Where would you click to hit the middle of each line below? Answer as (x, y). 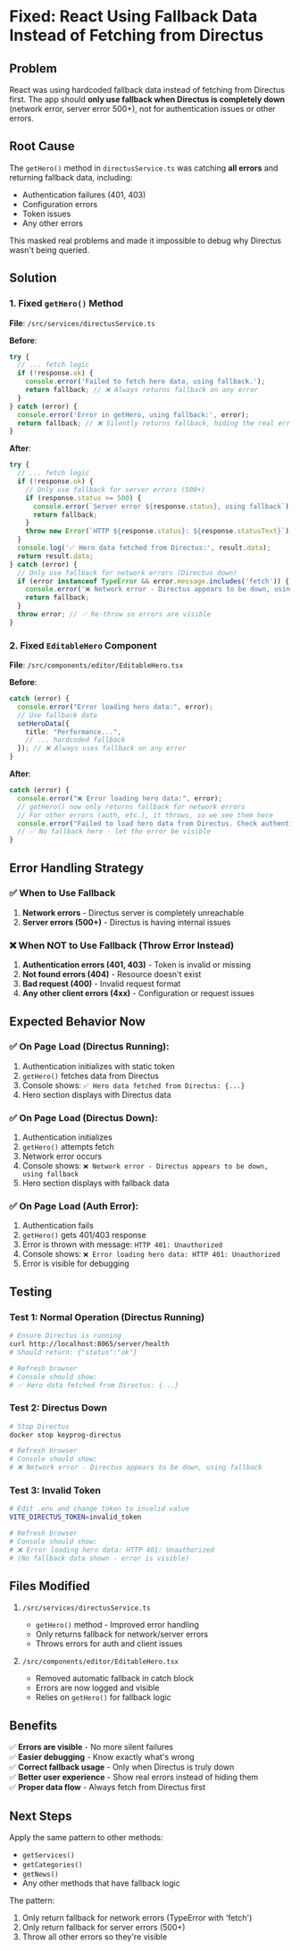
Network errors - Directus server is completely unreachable (133, 912)
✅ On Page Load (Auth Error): (74, 1206)
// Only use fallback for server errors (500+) (115, 490)
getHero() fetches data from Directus (90, 1076)
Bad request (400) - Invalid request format (101, 984)
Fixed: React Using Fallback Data (133, 17)
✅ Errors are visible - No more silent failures (92, 1747)
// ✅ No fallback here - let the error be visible (114, 832)
